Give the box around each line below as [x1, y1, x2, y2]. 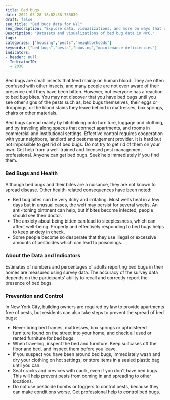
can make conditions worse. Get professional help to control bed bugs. [12, 389, 160, 395]
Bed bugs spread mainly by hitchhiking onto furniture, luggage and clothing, [5, 120, 164, 126]
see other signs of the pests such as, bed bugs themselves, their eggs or [5, 99, 158, 105]
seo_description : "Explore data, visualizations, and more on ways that [5, 26, 162, 31]
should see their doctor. [12, 213, 62, 219]
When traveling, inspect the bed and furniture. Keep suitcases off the [12, 341, 157, 347]
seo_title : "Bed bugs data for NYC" [5, 21, 82, 27]
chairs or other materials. [5, 110, 58, 116]
